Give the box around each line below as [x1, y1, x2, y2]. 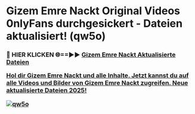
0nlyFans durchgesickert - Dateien [6, 17, 183, 30]
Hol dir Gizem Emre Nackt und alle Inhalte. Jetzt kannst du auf [6, 71, 189, 80]
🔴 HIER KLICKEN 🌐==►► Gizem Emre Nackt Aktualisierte [6, 50, 176, 59]
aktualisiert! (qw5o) [6, 30, 106, 43]
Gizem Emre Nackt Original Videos [6, 4, 181, 18]
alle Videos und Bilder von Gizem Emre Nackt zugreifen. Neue [6, 79, 188, 87]
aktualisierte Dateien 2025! [6, 86, 87, 94]
